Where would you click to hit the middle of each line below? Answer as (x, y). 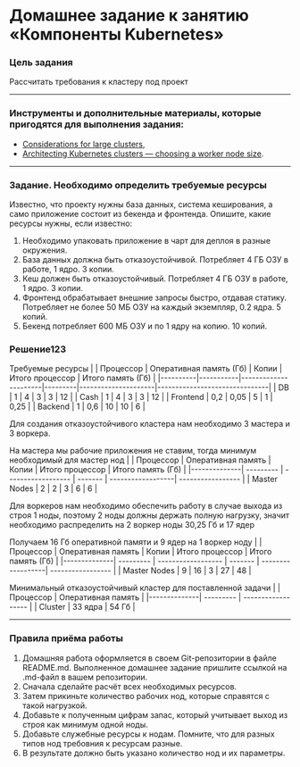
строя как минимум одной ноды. (85, 724)
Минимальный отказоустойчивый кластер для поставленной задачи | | (145, 588)
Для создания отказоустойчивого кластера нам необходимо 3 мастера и (150, 424)
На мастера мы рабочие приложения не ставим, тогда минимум (133, 451)
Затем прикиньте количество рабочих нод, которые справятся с (146, 696)
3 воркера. (30, 433)
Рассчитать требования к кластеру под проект (99, 82)
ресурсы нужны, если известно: (71, 223)
